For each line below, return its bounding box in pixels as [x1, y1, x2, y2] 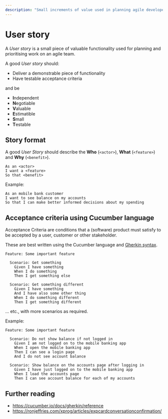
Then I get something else [14, 273, 70, 278]
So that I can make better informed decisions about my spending [5, 200, 144, 205]
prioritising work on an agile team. [5, 50, 75, 56]
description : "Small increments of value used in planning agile [5, 7, 144, 12]
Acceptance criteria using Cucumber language [5, 213, 154, 222]
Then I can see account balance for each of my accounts [14, 376, 135, 381]
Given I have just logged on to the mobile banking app [14, 367, 133, 372]
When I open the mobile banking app [14, 345, 91, 350]
